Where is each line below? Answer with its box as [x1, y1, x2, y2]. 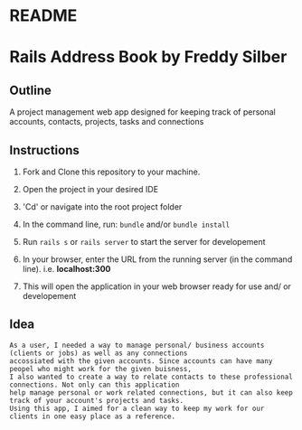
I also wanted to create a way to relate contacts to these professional [9, 372, 294, 381]
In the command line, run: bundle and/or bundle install [22, 219, 231, 229]
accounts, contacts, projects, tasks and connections [9, 117, 204, 127]
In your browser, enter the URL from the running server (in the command [22, 254, 293, 265]
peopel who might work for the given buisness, [9, 364, 193, 373]
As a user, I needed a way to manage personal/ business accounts [9, 341, 265, 350]
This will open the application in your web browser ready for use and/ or [22, 281, 292, 292]
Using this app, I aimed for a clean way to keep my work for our [9, 404, 265, 413]
